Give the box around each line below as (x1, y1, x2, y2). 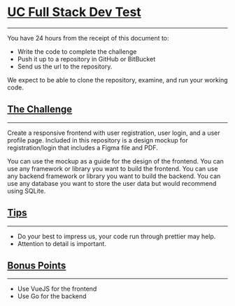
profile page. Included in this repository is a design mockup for (7, 136, 188, 144)
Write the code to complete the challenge (17, 47, 137, 56)
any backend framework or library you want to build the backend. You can (7, 172, 221, 180)
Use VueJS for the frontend (17, 284, 97, 293)
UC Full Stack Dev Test (7, 4, 141, 20)
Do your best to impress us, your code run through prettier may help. (17, 232, 216, 240)
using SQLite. (7, 187, 46, 195)
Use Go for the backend (17, 292, 87, 300)
